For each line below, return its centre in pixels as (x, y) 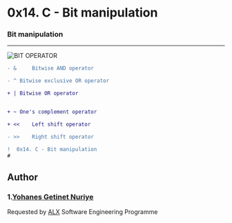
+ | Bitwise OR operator (43, 94)
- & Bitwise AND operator (51, 68)
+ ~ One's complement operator (52, 112)
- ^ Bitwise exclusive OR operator (58, 81)
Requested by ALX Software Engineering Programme (83, 212)
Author (22, 177)
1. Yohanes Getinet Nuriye (50, 197)
